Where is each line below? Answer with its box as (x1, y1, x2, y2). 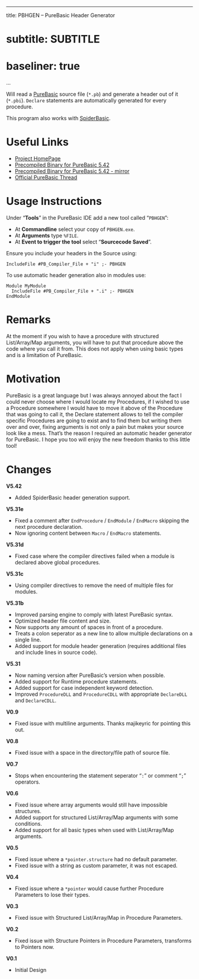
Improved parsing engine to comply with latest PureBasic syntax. (14, 611, 174, 618)
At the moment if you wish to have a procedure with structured (6, 332, 159, 339)
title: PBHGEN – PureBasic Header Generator (6, 12, 115, 18)
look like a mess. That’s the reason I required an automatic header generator (6, 429, 192, 436)
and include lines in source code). (14, 649, 98, 656)
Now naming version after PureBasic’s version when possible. (14, 672, 165, 679)
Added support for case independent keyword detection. (14, 684, 154, 691)
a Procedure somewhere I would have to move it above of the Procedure (6, 404, 183, 412)
